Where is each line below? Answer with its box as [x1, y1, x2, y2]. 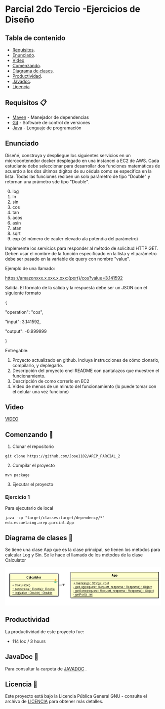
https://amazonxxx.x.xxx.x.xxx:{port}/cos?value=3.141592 [5, 275, 123, 281]
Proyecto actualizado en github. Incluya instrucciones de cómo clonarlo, [12, 357, 160, 363]
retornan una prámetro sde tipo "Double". [5, 178, 89, 184]
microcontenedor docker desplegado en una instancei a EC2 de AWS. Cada [5, 158, 160, 164]
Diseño [5, 14, 35, 25]
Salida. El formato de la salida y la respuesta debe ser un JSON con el [5, 284, 147, 290]
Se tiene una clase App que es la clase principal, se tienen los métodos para [5, 546, 161, 553]
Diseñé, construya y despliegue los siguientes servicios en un [5, 152, 131, 158]
